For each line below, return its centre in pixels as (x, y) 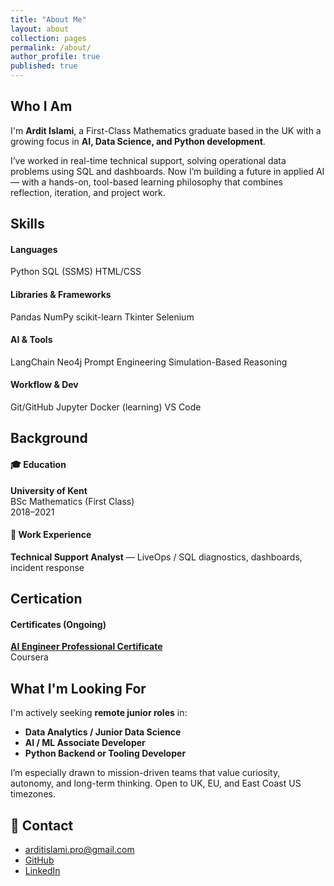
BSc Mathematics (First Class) (72, 501)
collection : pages (48, 38)
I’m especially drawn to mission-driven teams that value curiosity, (145, 773)
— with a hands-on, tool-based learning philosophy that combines (146, 182)
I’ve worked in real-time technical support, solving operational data (148, 160)
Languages (34, 249)
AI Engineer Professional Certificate (86, 647)
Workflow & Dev (44, 385)
